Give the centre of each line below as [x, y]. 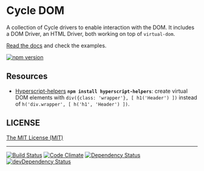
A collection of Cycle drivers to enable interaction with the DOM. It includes [100, 27]
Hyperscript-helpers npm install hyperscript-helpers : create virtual [101, 91]
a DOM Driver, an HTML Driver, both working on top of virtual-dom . [91, 33]
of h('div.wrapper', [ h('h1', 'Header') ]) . [72, 104]
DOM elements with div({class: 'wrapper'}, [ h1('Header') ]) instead [106, 97]
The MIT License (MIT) [35, 138]
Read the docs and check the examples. [56, 45]
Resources [27, 76]
